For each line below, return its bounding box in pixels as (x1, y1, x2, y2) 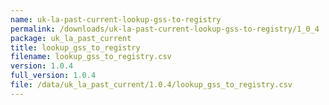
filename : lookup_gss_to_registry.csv (10, 52, 172, 62)
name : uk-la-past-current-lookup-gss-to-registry (10, 14, 222, 25)
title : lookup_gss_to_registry (10, 42, 141, 53)
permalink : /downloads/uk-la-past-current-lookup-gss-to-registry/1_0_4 (10, 24, 320, 34)
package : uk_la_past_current (10, 33, 132, 43)
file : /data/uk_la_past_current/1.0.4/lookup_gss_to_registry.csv (10, 80, 293, 90)
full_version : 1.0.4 (10, 71, 97, 81)
